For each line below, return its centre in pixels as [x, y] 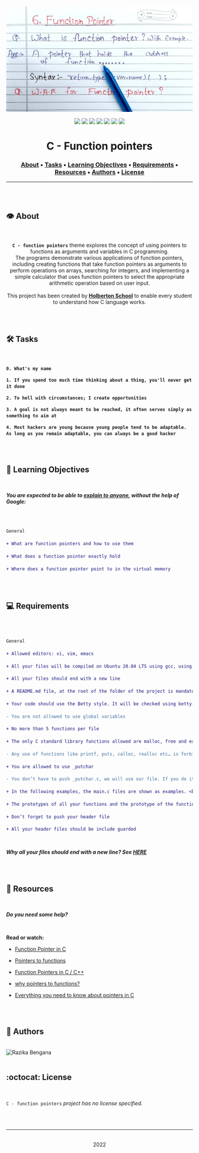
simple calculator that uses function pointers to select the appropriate [99, 277]
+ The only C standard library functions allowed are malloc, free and [96, 742]
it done [16, 387]
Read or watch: [25, 938]
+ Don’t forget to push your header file [58, 817]
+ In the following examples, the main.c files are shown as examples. [96, 792]
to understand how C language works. [99, 302]
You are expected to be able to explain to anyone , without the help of [93, 495]
